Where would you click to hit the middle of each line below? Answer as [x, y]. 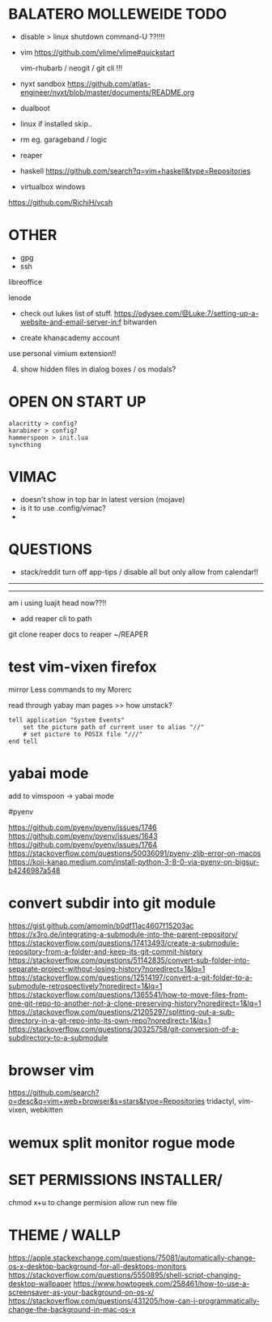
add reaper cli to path [56, 618]
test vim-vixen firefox [83, 667]
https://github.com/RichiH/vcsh [61, 202]
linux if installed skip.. [56, 123]
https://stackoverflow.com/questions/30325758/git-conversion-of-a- [124, 1029]
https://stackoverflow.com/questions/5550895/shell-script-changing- [125, 1275]
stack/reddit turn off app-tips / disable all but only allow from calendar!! [139, 572]
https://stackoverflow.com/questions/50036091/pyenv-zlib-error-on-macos [135, 853]
